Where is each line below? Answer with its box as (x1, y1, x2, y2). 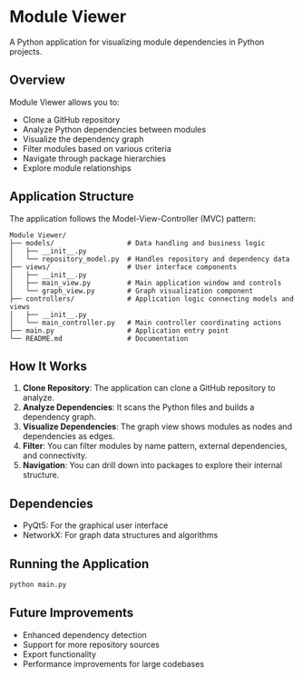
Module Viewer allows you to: (9, 96, 120, 107)
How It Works (9, 358, 88, 374)
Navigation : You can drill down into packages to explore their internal (22, 460, 283, 471)
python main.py (9, 580, 67, 589)
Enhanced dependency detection (22, 629, 147, 640)
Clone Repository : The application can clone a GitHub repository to (22, 383, 276, 394)
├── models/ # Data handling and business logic (9, 238, 266, 247)
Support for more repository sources (22, 639, 161, 650)
